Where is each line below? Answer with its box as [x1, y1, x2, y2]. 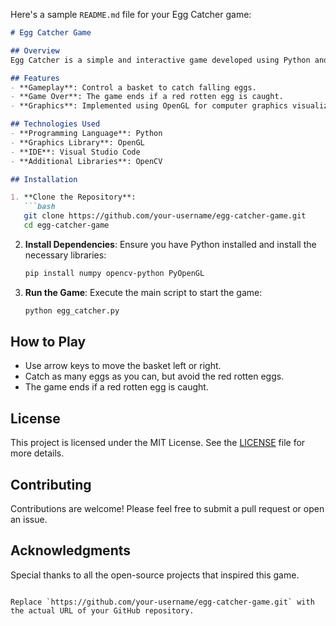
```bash [23, 202, 56, 212]
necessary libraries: [24, 249, 107, 261]
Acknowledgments [10, 542, 132, 559]
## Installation [10, 174, 78, 184]
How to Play [10, 334, 87, 351]
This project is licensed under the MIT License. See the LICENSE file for [10, 437, 306, 449]
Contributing [10, 476, 92, 493]
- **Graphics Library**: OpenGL [10, 137, 145, 148]
